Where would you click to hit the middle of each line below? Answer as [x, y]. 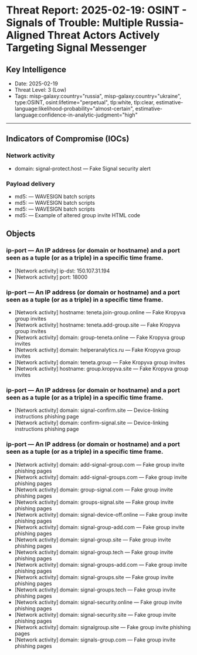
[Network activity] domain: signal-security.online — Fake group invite [98, 602]
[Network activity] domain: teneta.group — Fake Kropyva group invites [100, 362]
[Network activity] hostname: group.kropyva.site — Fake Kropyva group [101, 368]
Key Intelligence [36, 69]
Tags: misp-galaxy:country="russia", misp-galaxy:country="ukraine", [98, 96]
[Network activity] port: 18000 [51, 277]
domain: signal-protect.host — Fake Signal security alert [83, 168]
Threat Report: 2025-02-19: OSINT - [96, 10]
